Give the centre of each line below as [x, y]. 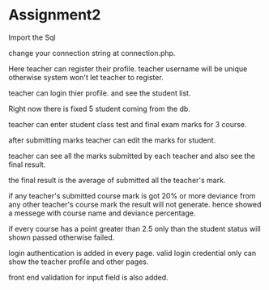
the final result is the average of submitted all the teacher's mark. [117, 180]
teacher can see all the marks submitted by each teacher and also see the [132, 156]
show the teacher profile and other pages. [79, 262]
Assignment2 [55, 15]
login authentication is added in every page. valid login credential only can [132, 253]
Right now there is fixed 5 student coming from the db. [99, 109]
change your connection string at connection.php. [92, 53]
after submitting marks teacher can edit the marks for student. [112, 140]
